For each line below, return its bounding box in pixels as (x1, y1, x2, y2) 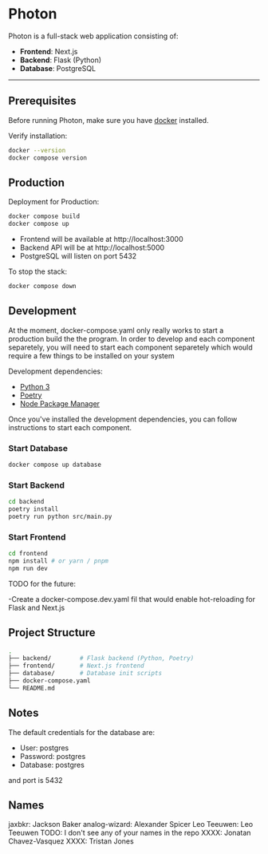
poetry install (8, 505, 59, 513)
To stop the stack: (8, 267, 68, 276)
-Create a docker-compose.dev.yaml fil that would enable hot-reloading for (8, 594, 255, 603)
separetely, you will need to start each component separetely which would (8, 342, 253, 352)
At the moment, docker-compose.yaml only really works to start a (8, 325, 224, 335)
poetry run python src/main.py (8, 512, 112, 520)
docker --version (8, 146, 66, 154)
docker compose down (8, 283, 77, 291)
